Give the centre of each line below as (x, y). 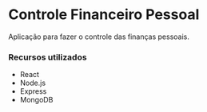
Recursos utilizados (48, 57)
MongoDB (36, 100)
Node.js (33, 83)
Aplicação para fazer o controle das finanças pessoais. (99, 37)
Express (33, 91)
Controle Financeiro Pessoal (104, 15)
